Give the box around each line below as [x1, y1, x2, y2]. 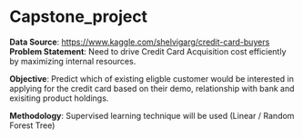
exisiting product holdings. [9, 93, 109, 104]
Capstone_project [9, 6, 148, 27]
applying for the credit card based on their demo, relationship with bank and [9, 83, 295, 94]
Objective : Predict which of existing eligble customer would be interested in [9, 73, 294, 84]
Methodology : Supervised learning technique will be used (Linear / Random [9, 110, 295, 121]
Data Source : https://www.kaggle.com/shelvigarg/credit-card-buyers [9, 36, 270, 47]
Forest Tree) [9, 120, 56, 131]
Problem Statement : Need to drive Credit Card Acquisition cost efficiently [9, 45, 287, 56]
